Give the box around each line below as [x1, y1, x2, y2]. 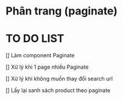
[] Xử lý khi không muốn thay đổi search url [5, 75, 113, 83]
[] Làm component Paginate [5, 52, 75, 59]
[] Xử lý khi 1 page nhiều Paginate [5, 63, 89, 70]
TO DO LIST [5, 32, 65, 46]
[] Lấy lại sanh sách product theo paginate [5, 87, 111, 94]
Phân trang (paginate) [5, 4, 118, 18]
